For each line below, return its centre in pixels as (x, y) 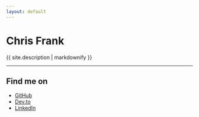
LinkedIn (25, 108)
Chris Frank (35, 40)
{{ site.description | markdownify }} (49, 57)
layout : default (26, 12)
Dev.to (23, 102)
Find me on (27, 81)
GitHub (23, 96)
